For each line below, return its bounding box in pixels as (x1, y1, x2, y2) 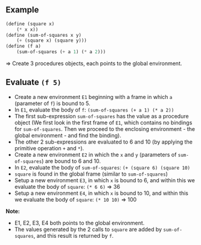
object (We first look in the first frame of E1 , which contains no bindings (14, 119, 193, 126)
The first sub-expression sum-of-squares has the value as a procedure (14, 112, 189, 119)
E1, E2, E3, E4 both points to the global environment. (14, 219, 145, 226)
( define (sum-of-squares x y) (5, 32, 82, 38)
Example (5, 5, 39, 15)
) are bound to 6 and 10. (41, 157, 101, 165)
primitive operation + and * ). (14, 144, 85, 151)
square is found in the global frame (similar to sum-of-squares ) (14, 170, 168, 177)
